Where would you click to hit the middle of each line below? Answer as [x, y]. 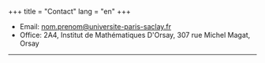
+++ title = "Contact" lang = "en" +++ [70, 11]
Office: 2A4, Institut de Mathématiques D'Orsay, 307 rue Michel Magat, [135, 35]
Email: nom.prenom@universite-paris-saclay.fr [95, 26]
